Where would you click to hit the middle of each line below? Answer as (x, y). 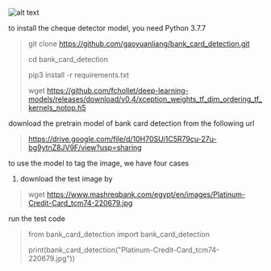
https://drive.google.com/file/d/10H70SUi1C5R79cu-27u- (122, 139)
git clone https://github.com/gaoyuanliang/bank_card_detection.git (139, 44)
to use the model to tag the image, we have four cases (99, 163)
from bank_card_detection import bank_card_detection (119, 234)
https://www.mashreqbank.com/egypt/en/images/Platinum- (146, 194)
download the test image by (66, 179)
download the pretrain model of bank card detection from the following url (131, 123)
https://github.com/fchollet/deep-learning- (118, 90)
